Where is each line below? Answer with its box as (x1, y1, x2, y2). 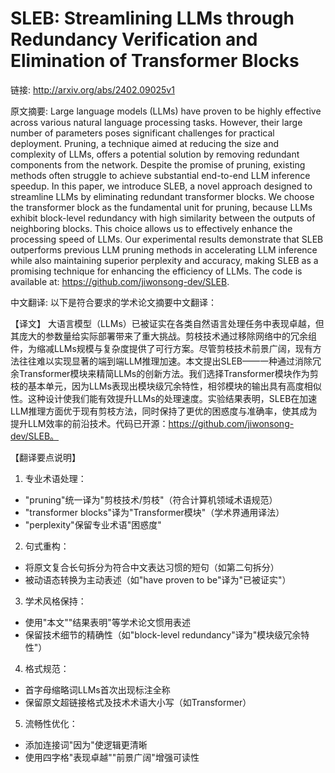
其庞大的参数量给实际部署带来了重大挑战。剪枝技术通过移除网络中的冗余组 (10, 330, 317, 342)
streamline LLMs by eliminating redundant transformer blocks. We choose (10, 190, 315, 202)
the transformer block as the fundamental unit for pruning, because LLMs (10, 201, 313, 213)
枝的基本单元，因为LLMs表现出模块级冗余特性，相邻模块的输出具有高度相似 (10, 380, 322, 392)
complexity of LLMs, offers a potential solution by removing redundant (10, 148, 300, 160)
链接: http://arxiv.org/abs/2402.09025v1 (10, 83, 175, 96)
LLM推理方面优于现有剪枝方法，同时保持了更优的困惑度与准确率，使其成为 (10, 405, 318, 417)
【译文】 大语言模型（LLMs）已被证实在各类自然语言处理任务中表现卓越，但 (10, 317, 325, 329)
